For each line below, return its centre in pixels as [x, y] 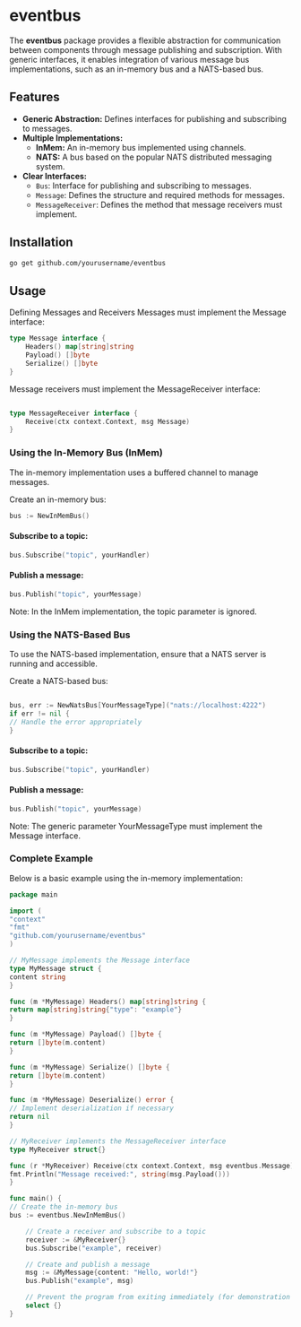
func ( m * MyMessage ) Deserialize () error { [92, 1100]
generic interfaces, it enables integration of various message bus [129, 59]
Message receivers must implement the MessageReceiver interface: [135, 389]
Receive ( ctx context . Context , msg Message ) [108, 421]
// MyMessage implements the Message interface [100, 960]
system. [50, 166]
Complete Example [52, 859]
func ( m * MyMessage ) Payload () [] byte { [86, 1035]
